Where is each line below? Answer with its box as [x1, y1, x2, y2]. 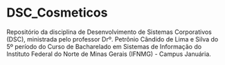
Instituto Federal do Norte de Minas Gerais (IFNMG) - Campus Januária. [6, 50, 212, 58]
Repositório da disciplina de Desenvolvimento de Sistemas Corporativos [6, 28, 213, 36]
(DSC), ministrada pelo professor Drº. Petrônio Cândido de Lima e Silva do [6, 35, 219, 43]
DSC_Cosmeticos [6, 5, 108, 21]
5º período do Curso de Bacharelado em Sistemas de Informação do [6, 42, 202, 50]
